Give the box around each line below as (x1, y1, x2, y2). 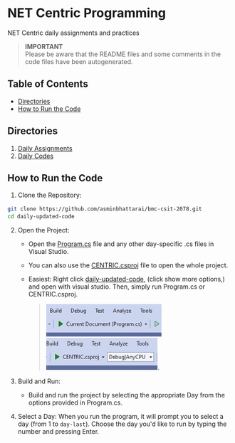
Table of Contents (7, 78, 89, 90)
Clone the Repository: (17, 191, 82, 200)
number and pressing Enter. (17, 427, 100, 436)
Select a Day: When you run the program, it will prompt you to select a (17, 412, 224, 421)
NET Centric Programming (7, 5, 166, 21)
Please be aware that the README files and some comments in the (24, 50, 221, 58)
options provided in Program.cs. (28, 398, 123, 407)
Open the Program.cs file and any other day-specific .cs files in (28, 240, 214, 248)
